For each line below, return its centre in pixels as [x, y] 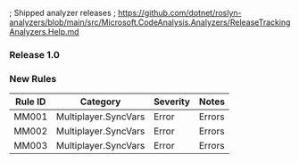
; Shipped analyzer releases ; [62, 13]
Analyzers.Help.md [44, 32]
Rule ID [30, 102]
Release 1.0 [34, 54]
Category [100, 102]
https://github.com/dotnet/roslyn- [180, 13]
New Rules [33, 78]
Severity [171, 102]
